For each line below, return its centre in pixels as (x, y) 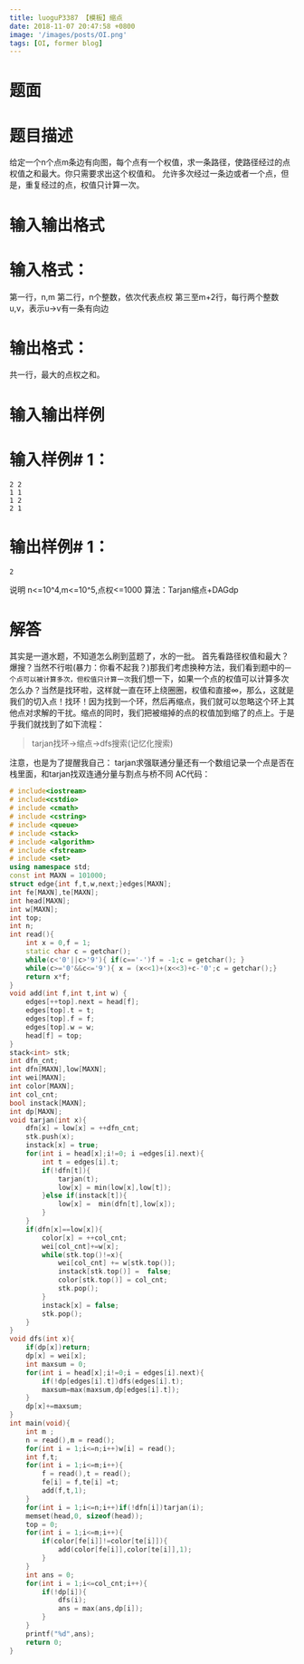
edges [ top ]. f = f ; (60, 1019)
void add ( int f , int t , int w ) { (68, 993)
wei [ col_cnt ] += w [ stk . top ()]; (117, 1263)
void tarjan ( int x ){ (48, 1120)
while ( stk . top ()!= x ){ (83, 1255)
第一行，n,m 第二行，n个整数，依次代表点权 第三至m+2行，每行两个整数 (144, 296)
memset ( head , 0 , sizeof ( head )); (85, 1516)
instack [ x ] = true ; (62, 1146)
